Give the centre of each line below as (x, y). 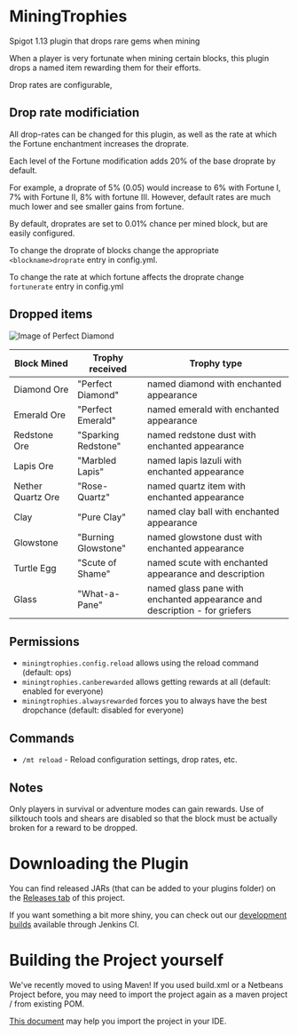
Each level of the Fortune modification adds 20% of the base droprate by (143, 161)
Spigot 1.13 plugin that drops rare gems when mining (105, 41)
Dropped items (51, 314)
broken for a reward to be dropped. (74, 828)
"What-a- (98, 593)
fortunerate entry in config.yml (67, 286)
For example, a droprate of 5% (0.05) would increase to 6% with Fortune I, (145, 187)
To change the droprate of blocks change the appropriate (114, 250)
